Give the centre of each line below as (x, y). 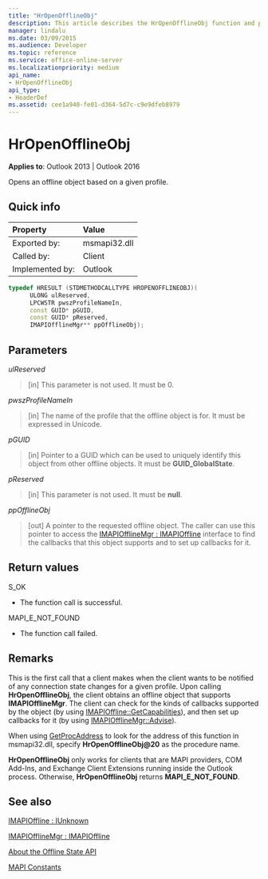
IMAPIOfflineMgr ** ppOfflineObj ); (87, 325)
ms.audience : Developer (48, 46)
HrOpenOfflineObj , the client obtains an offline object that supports (120, 694)
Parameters (38, 350)
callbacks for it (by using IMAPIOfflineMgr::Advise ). (93, 720)
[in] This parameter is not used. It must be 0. (100, 384)
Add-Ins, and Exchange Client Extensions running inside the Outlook (120, 768)
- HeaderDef (28, 97)
